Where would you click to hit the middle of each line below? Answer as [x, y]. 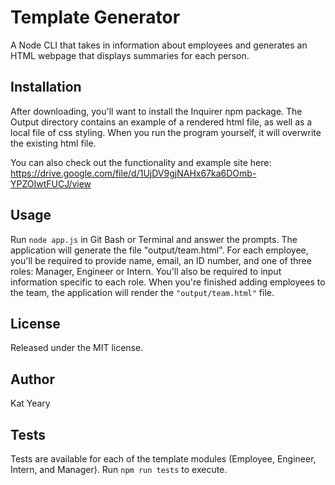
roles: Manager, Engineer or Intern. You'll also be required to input [146, 271]
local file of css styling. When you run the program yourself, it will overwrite [166, 132]
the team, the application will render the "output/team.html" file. [142, 292]
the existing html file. [53, 143]
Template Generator [95, 17]
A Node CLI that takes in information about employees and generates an [159, 45]
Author [32, 379]
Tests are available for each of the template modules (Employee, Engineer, [163, 459]
